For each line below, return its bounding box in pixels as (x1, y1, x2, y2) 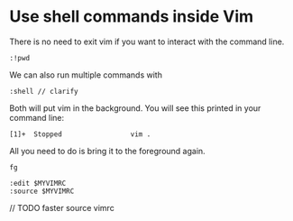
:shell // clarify (9, 87, 78, 96)
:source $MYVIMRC (9, 187, 75, 196)
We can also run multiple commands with (9, 69, 162, 80)
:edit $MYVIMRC (9, 179, 67, 188)
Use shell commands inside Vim (9, 6, 254, 27)
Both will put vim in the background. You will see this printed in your (9, 102, 261, 114)
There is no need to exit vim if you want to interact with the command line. (9, 36, 285, 47)
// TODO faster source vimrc (9, 202, 114, 213)
